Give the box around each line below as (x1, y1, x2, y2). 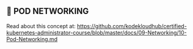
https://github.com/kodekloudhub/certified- (77, 22, 188, 29)
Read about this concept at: (6, 22, 76, 29)
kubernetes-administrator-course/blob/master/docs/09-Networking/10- (6, 29, 188, 36)
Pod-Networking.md (6, 35, 58, 43)
